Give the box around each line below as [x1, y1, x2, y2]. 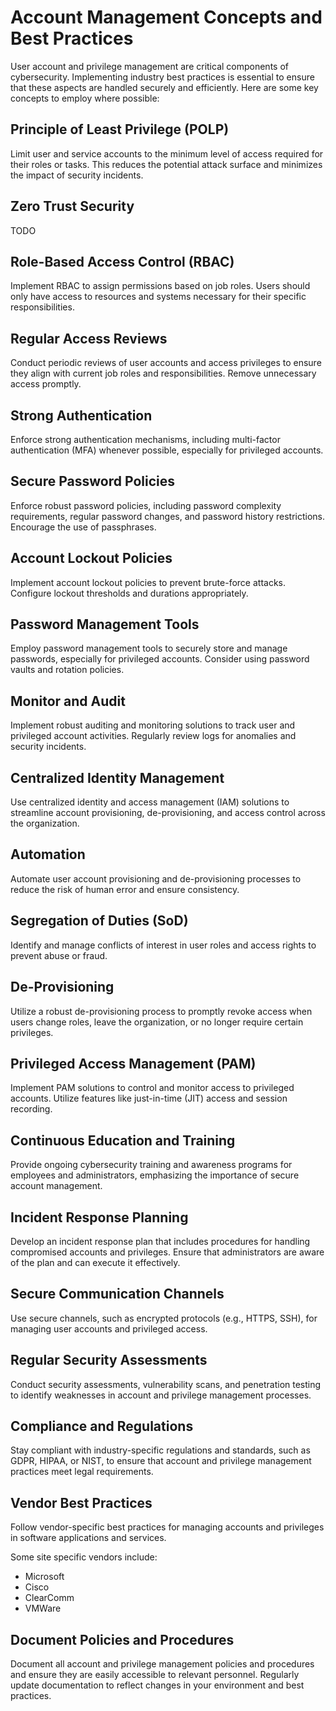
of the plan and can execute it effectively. [10, 1256, 181, 1268]
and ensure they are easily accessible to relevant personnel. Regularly [10, 1669, 300, 1680]
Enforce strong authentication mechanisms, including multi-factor [10, 434, 281, 445]
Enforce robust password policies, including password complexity [10, 499, 282, 511]
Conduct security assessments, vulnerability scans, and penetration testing [10, 1378, 322, 1390]
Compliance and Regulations [10, 1417, 194, 1435]
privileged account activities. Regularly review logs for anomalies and [10, 730, 297, 742]
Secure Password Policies [10, 473, 175, 490]
